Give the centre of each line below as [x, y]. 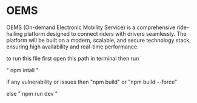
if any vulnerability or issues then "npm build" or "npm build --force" [92, 82]
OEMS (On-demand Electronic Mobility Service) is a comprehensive [91, 27]
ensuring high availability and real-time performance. [73, 47]
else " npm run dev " [32, 93]
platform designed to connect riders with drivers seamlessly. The [105, 33]
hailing [15, 33]
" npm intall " [22, 70]
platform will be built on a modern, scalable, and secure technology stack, [98, 40]
